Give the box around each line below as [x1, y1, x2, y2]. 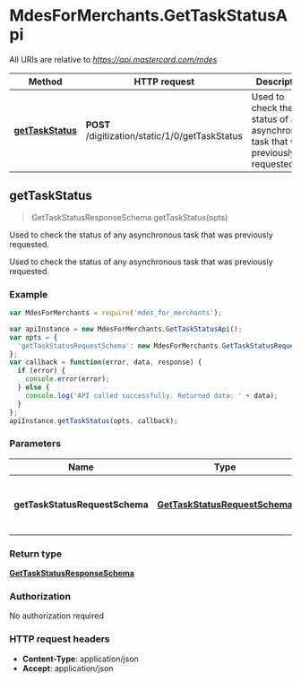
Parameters [9, 437, 61, 450]
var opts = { [9, 332, 58, 341]
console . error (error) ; [25, 375, 110, 384]
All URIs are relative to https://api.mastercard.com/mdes [9, 54, 218, 65]
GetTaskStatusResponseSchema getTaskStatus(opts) [30, 212, 228, 222]
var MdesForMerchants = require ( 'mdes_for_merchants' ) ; [9, 308, 222, 318]
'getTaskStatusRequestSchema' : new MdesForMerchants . [17, 341, 222, 350]
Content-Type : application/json [21, 653, 139, 664]
